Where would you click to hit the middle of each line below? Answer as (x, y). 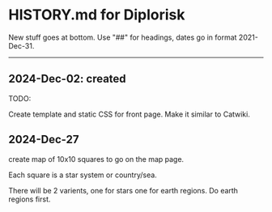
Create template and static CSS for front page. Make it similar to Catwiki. (130, 114)
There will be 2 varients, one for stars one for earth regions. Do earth (123, 190)
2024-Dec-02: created (68, 79)
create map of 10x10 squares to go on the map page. (96, 159)
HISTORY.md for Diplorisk (97, 15)
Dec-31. (21, 45)
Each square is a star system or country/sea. (83, 175)
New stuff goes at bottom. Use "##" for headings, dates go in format (123, 37)
